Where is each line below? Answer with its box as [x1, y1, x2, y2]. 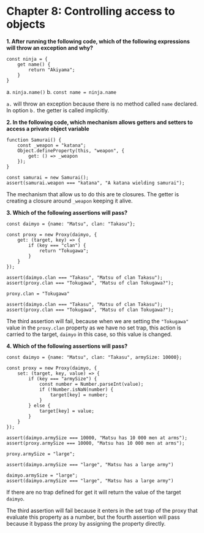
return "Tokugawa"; [39, 247, 89, 254]
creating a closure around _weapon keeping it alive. [6, 197, 133, 204]
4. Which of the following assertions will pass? [6, 342, 127, 350]
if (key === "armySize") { [28, 375, 97, 382]
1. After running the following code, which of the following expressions [6, 37, 190, 45]
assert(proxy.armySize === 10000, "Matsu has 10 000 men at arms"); [6, 440, 185, 446]
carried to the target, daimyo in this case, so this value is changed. [6, 330, 173, 338]
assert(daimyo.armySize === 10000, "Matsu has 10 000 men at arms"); [6, 434, 188, 441]
